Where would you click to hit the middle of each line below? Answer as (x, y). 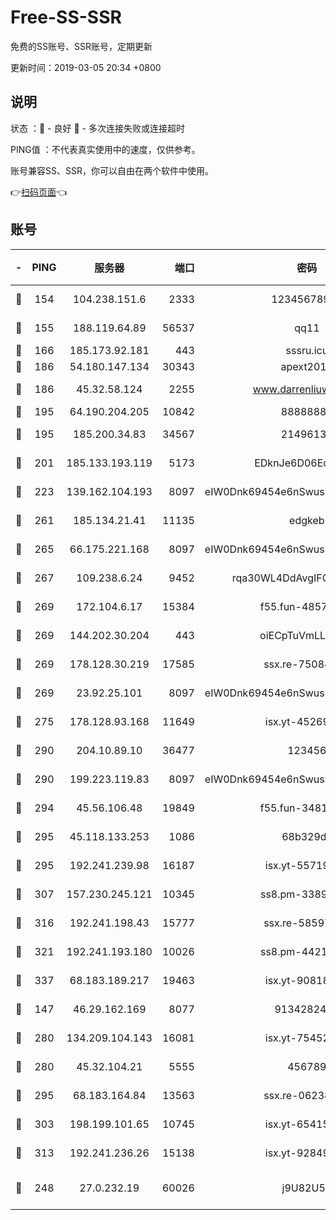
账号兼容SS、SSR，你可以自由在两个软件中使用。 (112, 170)
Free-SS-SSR (66, 17)
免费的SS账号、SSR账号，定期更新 (81, 46)
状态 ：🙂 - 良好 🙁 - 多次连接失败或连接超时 (97, 128)
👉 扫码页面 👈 (39, 192)
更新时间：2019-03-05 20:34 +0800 (86, 67)
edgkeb (307, 520)
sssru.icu (307, 350)
